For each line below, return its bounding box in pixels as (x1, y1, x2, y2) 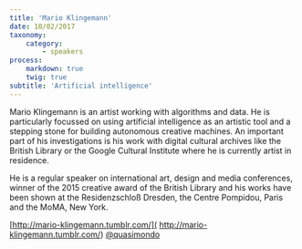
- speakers (42, 47, 84, 57)
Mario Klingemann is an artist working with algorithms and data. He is (9, 106, 271, 117)
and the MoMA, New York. (9, 202, 109, 213)
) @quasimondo (99, 229, 161, 240)
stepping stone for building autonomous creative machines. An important (9, 125, 285, 137)
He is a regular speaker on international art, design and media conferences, (9, 172, 294, 183)
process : (9, 56, 43, 65)
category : (26, 38, 64, 48)
